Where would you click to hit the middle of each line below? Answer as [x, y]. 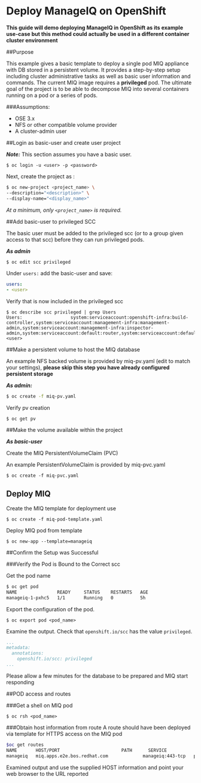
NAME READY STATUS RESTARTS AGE [77, 592]
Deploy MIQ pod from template [44, 530]
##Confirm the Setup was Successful [52, 552]
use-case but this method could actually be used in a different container [98, 33]
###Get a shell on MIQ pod [39, 705]
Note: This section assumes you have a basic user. [69, 154]
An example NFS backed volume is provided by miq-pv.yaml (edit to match [98, 361]
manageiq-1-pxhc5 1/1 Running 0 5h [76, 598]
